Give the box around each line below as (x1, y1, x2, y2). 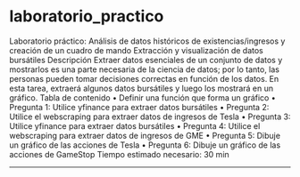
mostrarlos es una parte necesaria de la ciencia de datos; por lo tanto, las (9, 64, 279, 75)
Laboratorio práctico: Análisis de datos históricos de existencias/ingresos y (9, 36, 286, 46)
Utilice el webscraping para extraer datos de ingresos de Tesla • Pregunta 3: (9, 111, 291, 122)
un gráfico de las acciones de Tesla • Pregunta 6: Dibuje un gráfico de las (9, 140, 281, 150)
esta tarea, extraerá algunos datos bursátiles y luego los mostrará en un (9, 83, 274, 93)
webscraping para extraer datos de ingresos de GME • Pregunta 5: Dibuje (9, 130, 281, 141)
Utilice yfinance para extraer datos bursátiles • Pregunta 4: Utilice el (9, 120, 261, 131)
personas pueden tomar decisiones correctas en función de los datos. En (9, 73, 279, 84)
